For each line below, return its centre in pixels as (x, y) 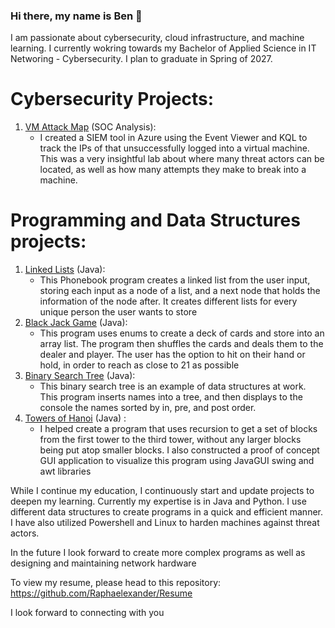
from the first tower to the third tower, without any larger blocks (170, 440)
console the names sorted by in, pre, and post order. (148, 408)
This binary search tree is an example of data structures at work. (173, 386)
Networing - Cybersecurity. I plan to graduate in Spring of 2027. (141, 59)
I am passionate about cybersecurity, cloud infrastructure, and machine (157, 38)
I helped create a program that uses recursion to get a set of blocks (178, 429)
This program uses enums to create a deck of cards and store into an (182, 333)
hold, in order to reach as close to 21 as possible (139, 365)
